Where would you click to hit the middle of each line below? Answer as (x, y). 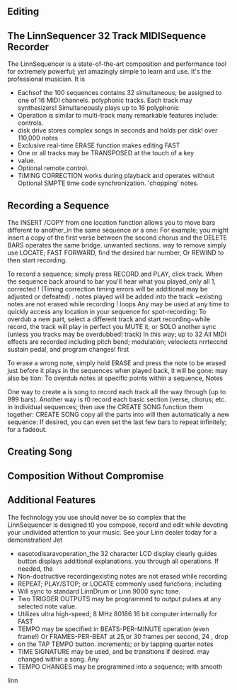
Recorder (28, 46)
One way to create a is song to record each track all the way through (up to (117, 392)
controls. (30, 123)
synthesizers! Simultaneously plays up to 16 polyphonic (98, 108)
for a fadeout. (27, 430)
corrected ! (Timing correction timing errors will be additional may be (108, 289)
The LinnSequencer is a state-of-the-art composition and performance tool (117, 64)
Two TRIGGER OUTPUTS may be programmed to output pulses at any (119, 599)
